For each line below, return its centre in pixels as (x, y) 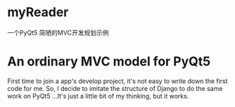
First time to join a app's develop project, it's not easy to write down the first (118, 81)
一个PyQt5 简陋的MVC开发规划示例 (58, 32)
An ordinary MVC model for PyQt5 (109, 62)
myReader (38, 12)
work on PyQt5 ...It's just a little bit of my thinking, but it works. (98, 96)
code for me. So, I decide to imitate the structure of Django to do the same (115, 88)
